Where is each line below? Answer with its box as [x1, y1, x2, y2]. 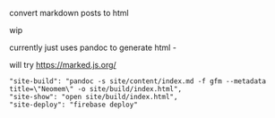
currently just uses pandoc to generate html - [9, 42, 177, 53]
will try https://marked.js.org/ [9, 60, 116, 70]
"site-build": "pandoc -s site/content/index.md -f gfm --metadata [9, 77, 267, 86]
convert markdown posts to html [9, 8, 130, 18]
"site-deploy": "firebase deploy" [9, 100, 139, 109]
